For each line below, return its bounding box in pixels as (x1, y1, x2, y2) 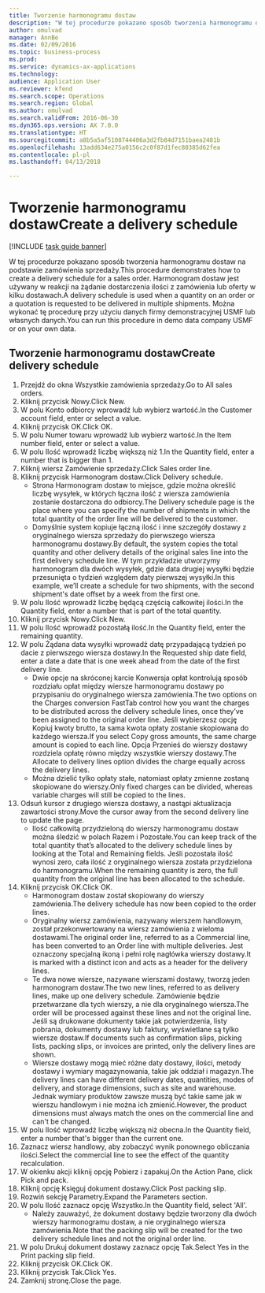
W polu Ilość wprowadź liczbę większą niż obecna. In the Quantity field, (20, 1124, 252, 1135)
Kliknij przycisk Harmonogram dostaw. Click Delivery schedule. (20, 472, 223, 481)
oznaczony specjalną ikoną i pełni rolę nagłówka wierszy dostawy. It (31, 949, 251, 958)
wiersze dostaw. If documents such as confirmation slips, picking (31, 1033, 242, 1042)
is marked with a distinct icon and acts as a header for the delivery (31, 957, 248, 967)
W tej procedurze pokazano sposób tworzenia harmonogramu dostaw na (9, 257, 246, 266)
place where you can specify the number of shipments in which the (31, 505, 251, 515)
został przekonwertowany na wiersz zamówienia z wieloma (31, 923, 225, 934)
